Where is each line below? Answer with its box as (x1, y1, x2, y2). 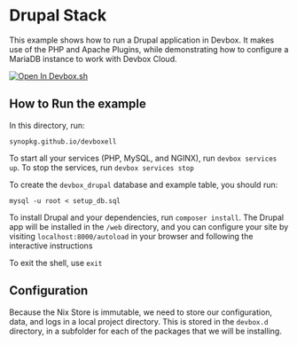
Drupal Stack (9, 5, 107, 26)
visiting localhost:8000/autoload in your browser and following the (9, 231, 254, 241)
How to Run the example (9, 97, 146, 112)
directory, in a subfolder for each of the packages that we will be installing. (9, 325, 282, 336)
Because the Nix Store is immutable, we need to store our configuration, (9, 307, 273, 318)
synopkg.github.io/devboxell (9, 137, 117, 146)
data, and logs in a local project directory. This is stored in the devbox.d (9, 316, 269, 326)
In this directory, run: (9, 120, 86, 130)
